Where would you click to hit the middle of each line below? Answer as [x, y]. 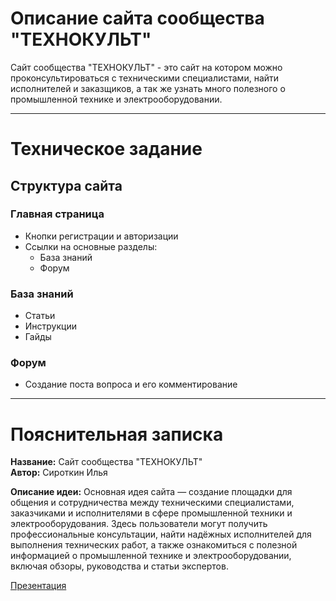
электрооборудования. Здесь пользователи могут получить [139, 524]
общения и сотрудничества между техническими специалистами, [152, 503]
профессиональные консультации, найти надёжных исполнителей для [161, 534]
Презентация [38, 586]
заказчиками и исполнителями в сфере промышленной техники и [151, 513]
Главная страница [57, 214]
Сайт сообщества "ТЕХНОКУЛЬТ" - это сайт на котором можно [146, 67]
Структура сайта [66, 185]
